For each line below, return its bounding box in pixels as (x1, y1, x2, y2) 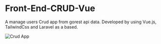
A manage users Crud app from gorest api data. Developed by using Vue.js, (5, 19, 157, 25)
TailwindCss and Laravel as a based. (5, 24, 78, 29)
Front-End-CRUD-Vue (5, 3, 95, 14)
